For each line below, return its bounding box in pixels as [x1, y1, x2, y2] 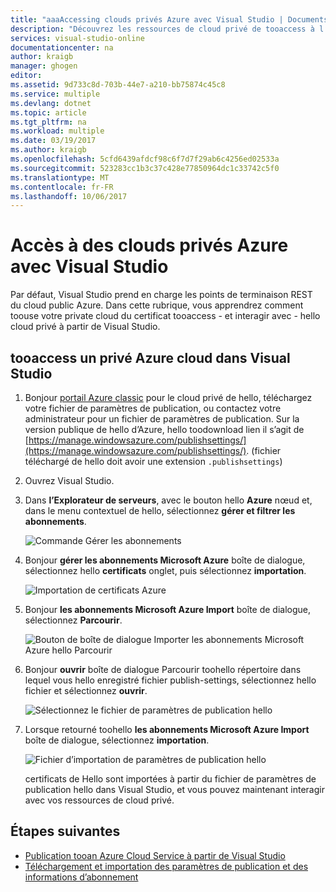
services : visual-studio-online [10, 33, 145, 43]
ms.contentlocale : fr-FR [10, 182, 114, 192]
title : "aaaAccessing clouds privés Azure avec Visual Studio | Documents [10, 14, 329, 25]
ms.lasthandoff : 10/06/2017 [10, 191, 128, 201]
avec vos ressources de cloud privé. [24, 794, 175, 806]
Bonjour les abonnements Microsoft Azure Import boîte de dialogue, [24, 604, 312, 615]
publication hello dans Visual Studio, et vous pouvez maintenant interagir [24, 784, 325, 795]
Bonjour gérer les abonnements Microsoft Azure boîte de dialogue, [24, 554, 306, 566]
